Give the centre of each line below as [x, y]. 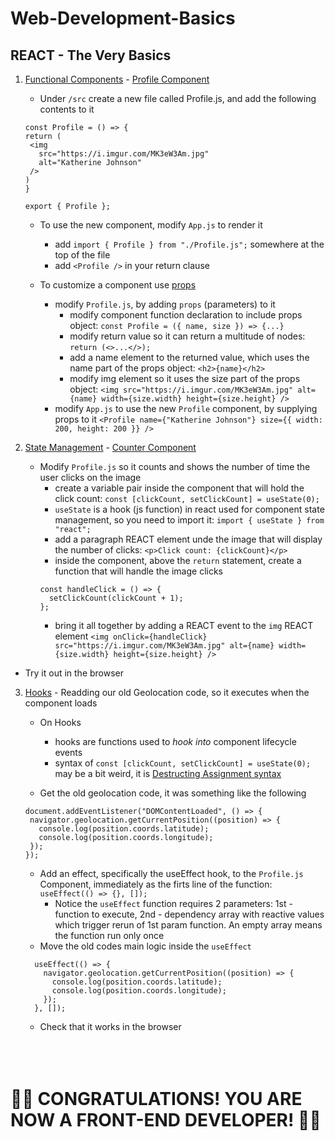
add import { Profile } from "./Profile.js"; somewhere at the [189, 244]
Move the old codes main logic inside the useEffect [145, 946]
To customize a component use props [118, 285]
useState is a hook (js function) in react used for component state [189, 509]
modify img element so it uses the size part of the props [185, 378]
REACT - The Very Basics [91, 55]
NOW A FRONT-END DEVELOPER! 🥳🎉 [166, 1120]
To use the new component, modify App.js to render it [151, 225]
